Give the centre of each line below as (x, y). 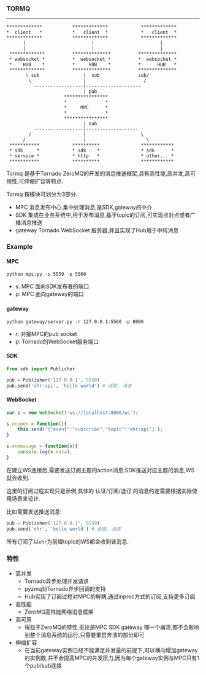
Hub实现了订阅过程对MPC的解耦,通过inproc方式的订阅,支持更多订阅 (110, 596)
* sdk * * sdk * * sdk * (91, 151)
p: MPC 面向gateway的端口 (49, 294)
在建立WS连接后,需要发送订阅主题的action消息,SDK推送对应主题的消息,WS (101, 470)
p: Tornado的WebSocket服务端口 (57, 341)
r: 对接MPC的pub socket (46, 334)
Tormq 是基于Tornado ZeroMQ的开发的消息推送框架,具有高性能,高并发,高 (98, 174)
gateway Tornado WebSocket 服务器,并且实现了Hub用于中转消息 (97, 230)
